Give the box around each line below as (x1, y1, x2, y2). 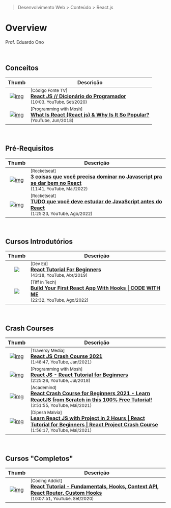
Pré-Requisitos (5, 144, 54, 153)
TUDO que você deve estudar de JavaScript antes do (30, 198, 162, 205)
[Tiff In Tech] (30, 279, 57, 285)
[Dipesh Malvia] (30, 409, 63, 416)
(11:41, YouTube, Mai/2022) (30, 186, 88, 191)
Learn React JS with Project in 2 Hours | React (30, 415, 145, 422)
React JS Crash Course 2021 (30, 353, 103, 360)
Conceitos (5, 64, 39, 72)
